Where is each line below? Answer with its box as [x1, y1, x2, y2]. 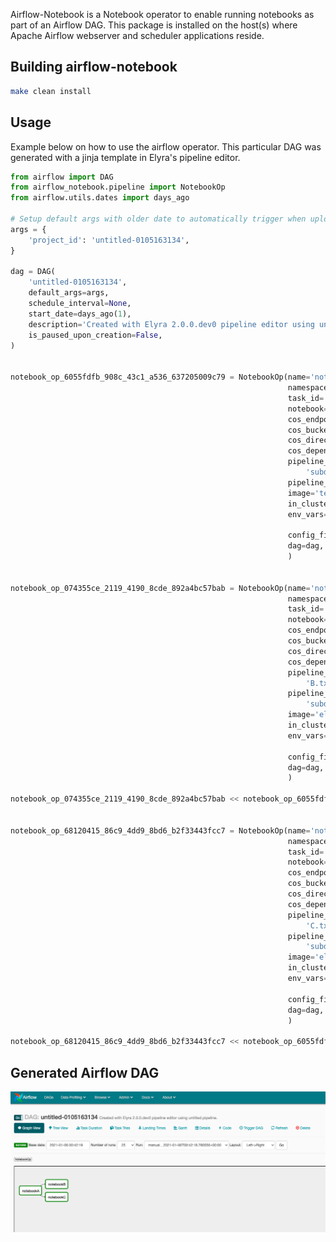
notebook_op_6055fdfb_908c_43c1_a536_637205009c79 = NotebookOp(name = [10, 372, 311, 383]
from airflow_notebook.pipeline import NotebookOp [10, 182, 226, 193]
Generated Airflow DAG [10, 1064, 160, 1081]
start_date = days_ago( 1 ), [28, 309, 132, 319]
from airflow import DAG [10, 172, 114, 182]
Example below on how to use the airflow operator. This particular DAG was [10, 140, 322, 153]
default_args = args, [28, 288, 110, 298]
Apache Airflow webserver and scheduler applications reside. [10, 30, 265, 41]
